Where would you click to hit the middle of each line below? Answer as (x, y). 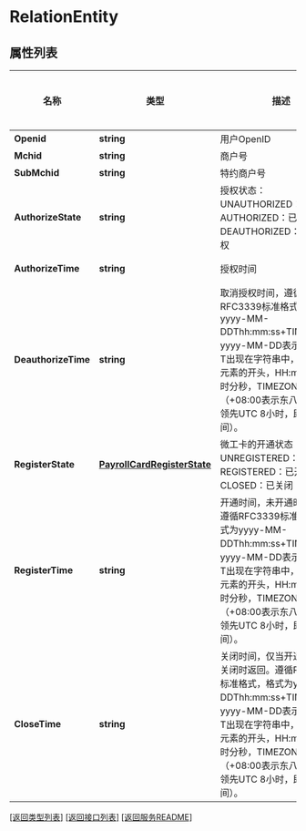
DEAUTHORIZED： (260, 231)
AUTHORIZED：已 (259, 218)
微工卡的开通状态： (261, 444)
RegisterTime (44, 570)
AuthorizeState (48, 217)
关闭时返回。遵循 (257, 670)
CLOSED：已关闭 (257, 485)
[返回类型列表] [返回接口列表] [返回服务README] (101, 817)
